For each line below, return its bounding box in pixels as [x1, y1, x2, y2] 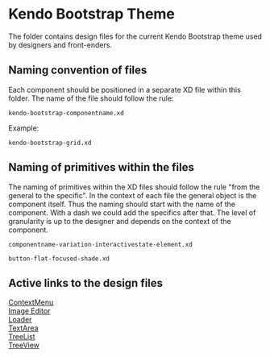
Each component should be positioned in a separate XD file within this [8, 85, 242, 94]
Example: [8, 122, 39, 133]
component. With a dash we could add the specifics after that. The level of [8, 207, 256, 218]
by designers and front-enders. [8, 39, 113, 49]
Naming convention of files [8, 64, 147, 77]
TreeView [8, 340, 40, 351]
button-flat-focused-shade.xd [8, 255, 110, 263]
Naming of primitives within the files [8, 160, 195, 174]
